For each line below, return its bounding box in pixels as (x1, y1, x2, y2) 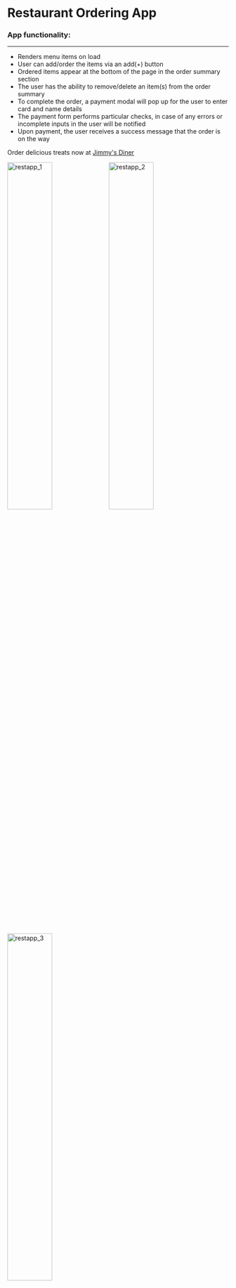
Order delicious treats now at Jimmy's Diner (7, 148, 135, 157)
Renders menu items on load (17, 53, 100, 61)
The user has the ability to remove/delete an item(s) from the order (17, 82, 211, 91)
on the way (17, 135, 51, 143)
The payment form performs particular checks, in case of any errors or (17, 112, 223, 121)
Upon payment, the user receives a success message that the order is (17, 127, 221, 136)
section (17, 75, 39, 84)
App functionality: (7, 30, 71, 40)
